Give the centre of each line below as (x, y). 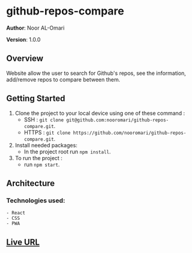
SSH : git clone (44, 120)
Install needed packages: (46, 145)
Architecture (31, 183)
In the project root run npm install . (67, 152)
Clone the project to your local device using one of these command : (100, 113)
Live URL (23, 242)
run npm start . (42, 164)
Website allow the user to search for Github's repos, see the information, (96, 73)
